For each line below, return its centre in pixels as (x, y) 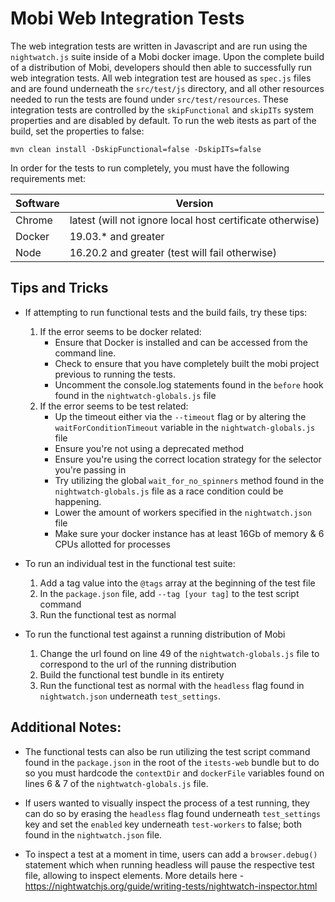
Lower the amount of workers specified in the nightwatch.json (183, 512)
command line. (85, 353)
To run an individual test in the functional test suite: (130, 563)
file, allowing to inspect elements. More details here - (134, 875)
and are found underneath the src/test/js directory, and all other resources (167, 88)
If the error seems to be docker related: (120, 331)
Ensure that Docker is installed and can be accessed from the (181, 342)
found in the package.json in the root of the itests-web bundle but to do (172, 762)
